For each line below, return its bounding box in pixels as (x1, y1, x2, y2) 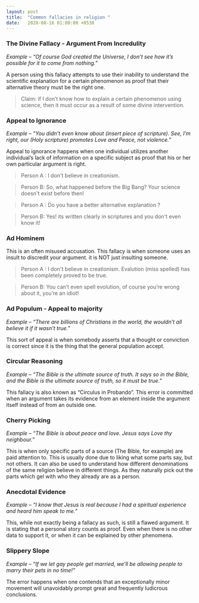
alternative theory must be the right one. (6, 83, 105, 91)
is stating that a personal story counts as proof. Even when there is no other (6, 526, 192, 533)
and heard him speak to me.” (6, 508, 78, 515)
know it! (20, 219, 41, 226)
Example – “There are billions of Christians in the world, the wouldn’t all (6, 318, 182, 325)
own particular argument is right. (6, 160, 86, 167)
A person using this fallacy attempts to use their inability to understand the (6, 71, 189, 78)
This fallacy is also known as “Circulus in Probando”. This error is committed (6, 388, 194, 396)
